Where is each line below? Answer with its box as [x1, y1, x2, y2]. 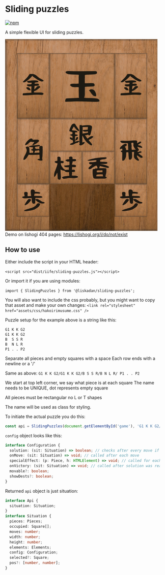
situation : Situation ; [9, 503, 56, 508]
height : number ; [9, 540, 43, 544]
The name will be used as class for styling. [5, 404, 91, 410]
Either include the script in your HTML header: [5, 258, 99, 264]
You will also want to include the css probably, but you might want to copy [5, 297, 156, 303]
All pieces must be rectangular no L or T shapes [5, 394, 102, 400]
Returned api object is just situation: [5, 488, 79, 494]
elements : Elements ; [9, 545, 52, 550]
